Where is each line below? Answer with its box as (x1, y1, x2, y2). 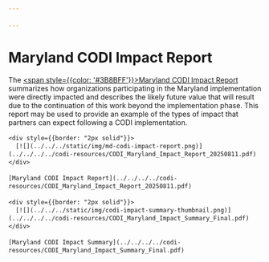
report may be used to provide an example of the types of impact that (8, 109, 238, 119)
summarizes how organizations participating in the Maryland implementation (8, 83, 262, 93)
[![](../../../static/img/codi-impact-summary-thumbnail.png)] (15, 206, 231, 214)
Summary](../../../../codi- (87, 238, 181, 246)
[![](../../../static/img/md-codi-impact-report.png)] (15, 142, 203, 150)
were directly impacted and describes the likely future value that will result (8, 92, 255, 102)
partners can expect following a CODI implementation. (8, 117, 188, 127)
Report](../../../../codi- (87, 174, 178, 182)
